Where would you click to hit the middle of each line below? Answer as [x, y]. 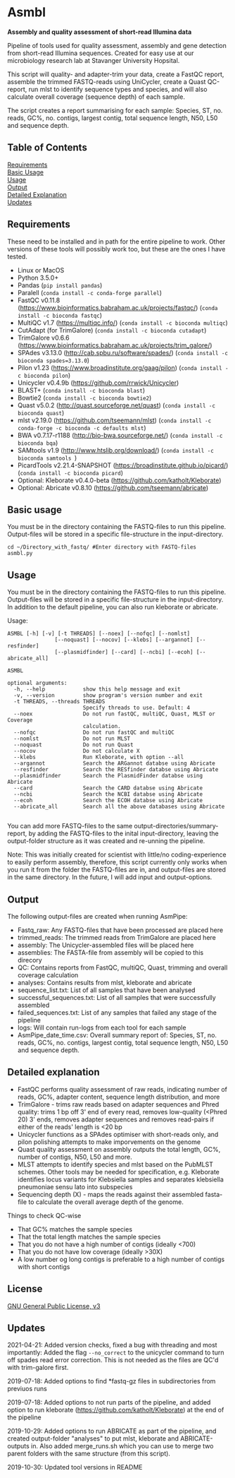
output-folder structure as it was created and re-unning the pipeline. [106, 841]
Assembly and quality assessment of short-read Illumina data [100, 32]
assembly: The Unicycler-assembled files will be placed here [106, 945]
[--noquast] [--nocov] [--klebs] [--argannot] [124, 640]
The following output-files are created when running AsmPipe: [97, 916]
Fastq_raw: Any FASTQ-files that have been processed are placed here [120, 930]
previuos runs [27, 1389]
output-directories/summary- [176, 826]
